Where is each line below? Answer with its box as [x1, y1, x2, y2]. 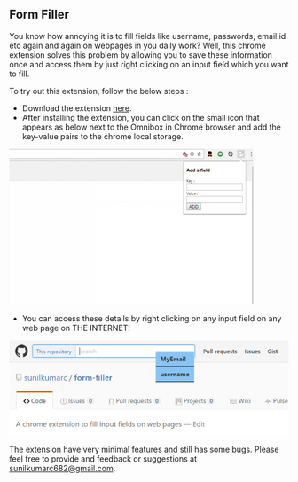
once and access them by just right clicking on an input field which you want [9, 59, 289, 69]
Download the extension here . [21, 102, 132, 114]
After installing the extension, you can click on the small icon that [21, 112, 260, 122]
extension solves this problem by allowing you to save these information [9, 49, 273, 60]
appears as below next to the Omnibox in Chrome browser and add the [21, 122, 282, 132]
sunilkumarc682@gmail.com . [9, 463, 116, 474]
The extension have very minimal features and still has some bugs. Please [9, 444, 279, 455]
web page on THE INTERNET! [21, 322, 131, 333]
